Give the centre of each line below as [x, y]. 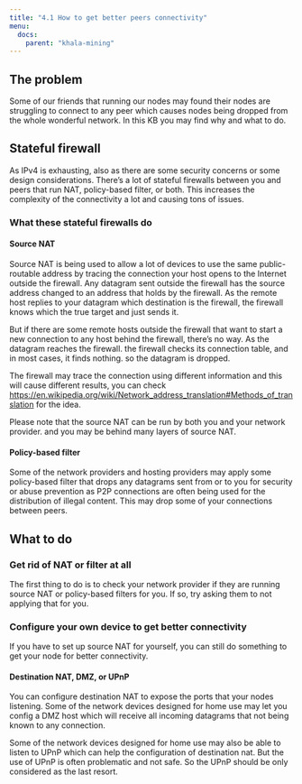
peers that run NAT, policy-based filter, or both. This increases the [132, 189]
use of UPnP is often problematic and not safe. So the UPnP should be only [149, 762]
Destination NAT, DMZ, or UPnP [69, 677]
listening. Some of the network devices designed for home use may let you [148, 706]
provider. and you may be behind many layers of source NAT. [123, 431]
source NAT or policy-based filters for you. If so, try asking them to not [141, 594]
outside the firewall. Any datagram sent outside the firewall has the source [147, 283]
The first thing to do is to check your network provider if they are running [145, 584]
